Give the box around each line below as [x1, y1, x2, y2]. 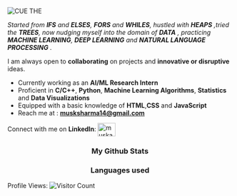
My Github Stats [91, 146, 148, 156]
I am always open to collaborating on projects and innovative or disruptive [7, 57, 230, 66]
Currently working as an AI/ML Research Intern [17, 78, 158, 87]
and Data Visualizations [17, 93, 91, 102]
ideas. [7, 65, 26, 73]
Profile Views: [7, 182, 49, 190]
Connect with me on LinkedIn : [7, 125, 96, 133]
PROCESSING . [7, 43, 52, 51]
